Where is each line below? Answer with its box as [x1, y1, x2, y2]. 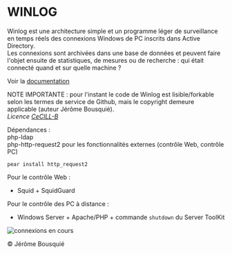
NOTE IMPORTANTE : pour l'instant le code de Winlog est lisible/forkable [7, 90, 215, 99]
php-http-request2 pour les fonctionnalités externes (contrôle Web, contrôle [7, 140, 224, 148]
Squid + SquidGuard [17, 186, 75, 194]
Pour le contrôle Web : [7, 173, 71, 181]
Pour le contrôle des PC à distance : [7, 199, 109, 207]
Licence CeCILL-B [7, 112, 59, 121]
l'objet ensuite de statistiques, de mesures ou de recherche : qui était [7, 56, 204, 64]
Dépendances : [7, 125, 50, 134]
